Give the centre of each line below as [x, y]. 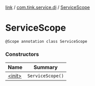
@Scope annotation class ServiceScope [46, 41]
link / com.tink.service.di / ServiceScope [47, 7]
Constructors [22, 54]
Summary [46, 67]
